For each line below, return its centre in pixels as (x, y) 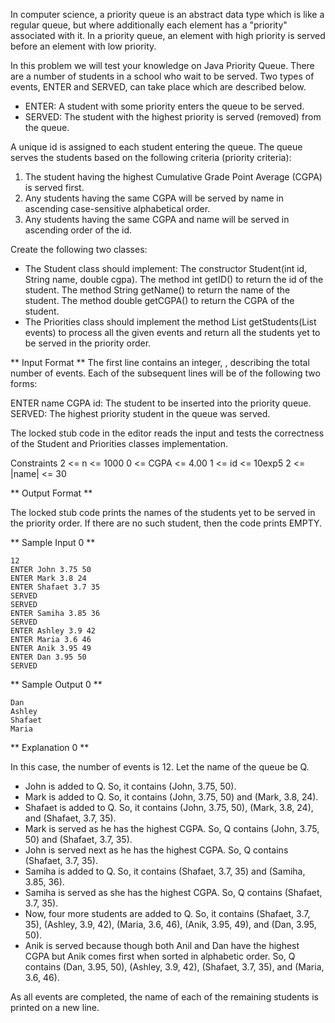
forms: (24, 383)
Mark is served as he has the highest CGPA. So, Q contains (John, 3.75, (172, 828)
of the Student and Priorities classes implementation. (119, 443)
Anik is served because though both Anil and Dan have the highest (162, 945)
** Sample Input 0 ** (53, 542)
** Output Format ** (51, 493)
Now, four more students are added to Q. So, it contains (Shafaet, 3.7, (167, 913)
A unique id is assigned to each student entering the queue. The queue (156, 147)
